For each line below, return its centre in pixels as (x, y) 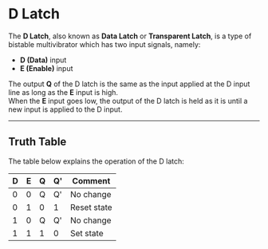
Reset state (92, 207)
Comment (91, 180)
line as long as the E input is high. (63, 92)
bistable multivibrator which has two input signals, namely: (104, 44)
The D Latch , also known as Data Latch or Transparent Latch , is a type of (130, 36)
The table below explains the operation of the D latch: (97, 161)
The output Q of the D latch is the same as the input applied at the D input (129, 84)
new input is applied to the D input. (65, 109)
